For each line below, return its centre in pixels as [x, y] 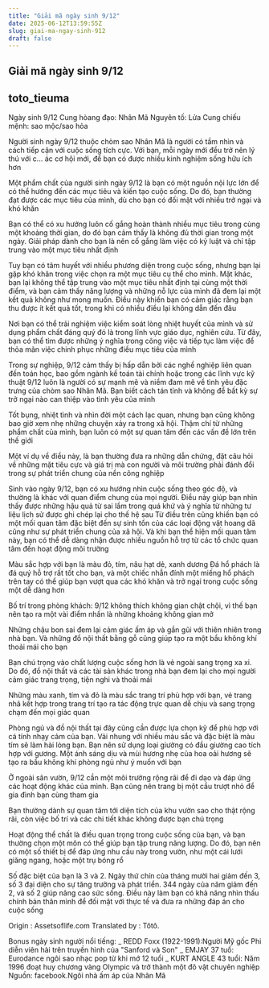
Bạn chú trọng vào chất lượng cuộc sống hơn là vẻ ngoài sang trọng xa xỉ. [130, 663]
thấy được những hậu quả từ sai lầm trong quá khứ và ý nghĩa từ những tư [130, 506]
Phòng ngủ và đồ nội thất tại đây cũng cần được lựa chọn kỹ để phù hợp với [133, 728]
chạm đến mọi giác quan [49, 713]
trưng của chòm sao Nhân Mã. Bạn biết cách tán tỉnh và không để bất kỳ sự [133, 391]
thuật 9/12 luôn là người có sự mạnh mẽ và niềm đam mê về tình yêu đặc [128, 382]
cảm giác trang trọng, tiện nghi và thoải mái [80, 680]
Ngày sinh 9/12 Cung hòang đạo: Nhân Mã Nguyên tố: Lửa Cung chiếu [124, 118]
